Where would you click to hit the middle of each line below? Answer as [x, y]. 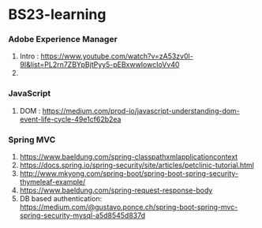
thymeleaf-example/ [52, 182]
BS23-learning [57, 15]
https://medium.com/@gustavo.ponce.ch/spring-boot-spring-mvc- [129, 207]
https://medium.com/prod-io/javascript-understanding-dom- [141, 110]
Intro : [29, 56]
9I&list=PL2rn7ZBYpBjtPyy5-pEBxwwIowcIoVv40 [99, 65]
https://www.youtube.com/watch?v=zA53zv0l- [117, 56]
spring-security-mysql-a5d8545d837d [82, 215]
